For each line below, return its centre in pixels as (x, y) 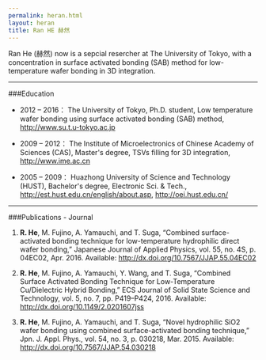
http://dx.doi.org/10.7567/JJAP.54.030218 (87, 347)
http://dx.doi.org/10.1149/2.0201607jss (82, 307)
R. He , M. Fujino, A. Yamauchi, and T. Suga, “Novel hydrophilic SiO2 (130, 322)
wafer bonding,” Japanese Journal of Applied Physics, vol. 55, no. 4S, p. (138, 249)
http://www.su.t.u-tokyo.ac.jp (68, 127)
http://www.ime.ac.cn (55, 161)
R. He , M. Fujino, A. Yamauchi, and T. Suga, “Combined (110, 233)
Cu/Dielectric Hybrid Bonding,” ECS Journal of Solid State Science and (135, 290)
